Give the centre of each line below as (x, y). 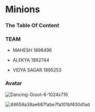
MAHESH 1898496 (32, 50)
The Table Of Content (32, 26)
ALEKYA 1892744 (31, 60)
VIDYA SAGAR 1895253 (37, 70)
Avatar (14, 83)
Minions (23, 9)
